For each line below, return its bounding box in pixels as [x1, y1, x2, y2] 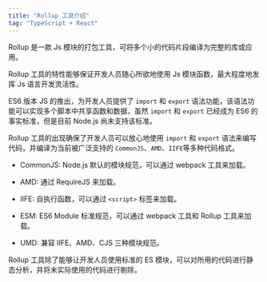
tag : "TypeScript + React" [8, 19, 98, 27]
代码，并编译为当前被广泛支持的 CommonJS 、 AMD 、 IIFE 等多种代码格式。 [8, 143, 240, 153]
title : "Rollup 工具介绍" [8, 11, 90, 20]
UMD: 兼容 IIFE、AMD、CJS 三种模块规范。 [19, 237, 164, 248]
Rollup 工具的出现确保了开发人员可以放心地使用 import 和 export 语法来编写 [8, 133, 257, 142]
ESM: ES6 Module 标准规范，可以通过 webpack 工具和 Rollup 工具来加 [19, 211, 252, 220]
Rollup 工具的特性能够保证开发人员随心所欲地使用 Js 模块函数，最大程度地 [8, 69, 253, 78]
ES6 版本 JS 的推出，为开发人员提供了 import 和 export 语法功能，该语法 [8, 96, 248, 105]
